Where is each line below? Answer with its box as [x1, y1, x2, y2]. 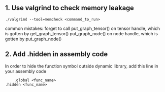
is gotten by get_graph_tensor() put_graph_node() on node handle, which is [5, 30, 158, 36]
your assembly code [5, 68, 47, 74]
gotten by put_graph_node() [5, 36, 62, 42]
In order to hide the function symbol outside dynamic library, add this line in [5, 63, 159, 69]
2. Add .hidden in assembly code [5, 50, 108, 58]
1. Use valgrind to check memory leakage [5, 4, 134, 12]
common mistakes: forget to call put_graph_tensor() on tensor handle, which [5, 25, 160, 31]
